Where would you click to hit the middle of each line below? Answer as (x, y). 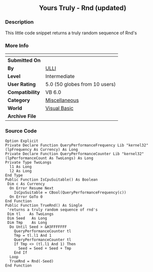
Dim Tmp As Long (27, 223)
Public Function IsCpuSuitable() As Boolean (51, 180)
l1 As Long (21, 167)
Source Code (21, 131)
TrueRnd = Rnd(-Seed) (32, 261)
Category (19, 100)
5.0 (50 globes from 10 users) (81, 84)
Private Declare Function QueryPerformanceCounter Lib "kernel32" (75, 154)
